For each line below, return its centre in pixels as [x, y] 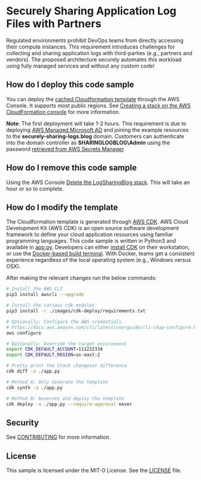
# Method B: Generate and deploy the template [65, 399]
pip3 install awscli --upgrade [45, 295]
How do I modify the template [62, 207]
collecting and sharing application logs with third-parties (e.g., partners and [99, 53]
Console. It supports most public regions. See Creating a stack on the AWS [99, 105]
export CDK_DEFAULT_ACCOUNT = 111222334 [54, 349]
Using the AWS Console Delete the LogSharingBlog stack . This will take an [98, 182]
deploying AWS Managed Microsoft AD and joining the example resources [98, 129]
